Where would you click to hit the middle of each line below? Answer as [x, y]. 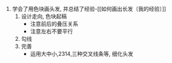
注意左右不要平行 [51, 31]
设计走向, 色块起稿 [44, 16]
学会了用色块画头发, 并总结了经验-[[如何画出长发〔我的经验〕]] [89, 9]
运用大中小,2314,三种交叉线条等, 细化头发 [81, 54]
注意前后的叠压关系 [54, 24]
